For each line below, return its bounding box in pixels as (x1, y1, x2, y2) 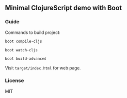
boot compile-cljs (5, 39, 42, 44)
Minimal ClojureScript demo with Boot (5, 4, 122, 12)
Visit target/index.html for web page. (5, 65, 81, 71)
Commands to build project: (5, 29, 61, 35)
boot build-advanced (5, 56, 47, 61)
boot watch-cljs (5, 48, 38, 52)
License (5, 77, 24, 84)
